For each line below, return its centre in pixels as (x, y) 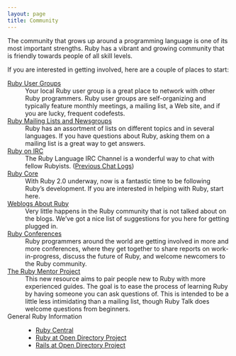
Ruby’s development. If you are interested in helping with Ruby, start (124, 188)
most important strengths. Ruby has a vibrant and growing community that (116, 48)
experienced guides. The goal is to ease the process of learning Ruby (127, 286)
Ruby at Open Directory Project (81, 338)
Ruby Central (54, 330)
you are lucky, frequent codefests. (75, 113)
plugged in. (41, 226)
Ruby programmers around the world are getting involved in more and (127, 241)
